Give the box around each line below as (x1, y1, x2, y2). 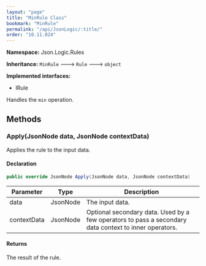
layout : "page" (6, 9, 45, 15)
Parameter (11, 188, 43, 196)
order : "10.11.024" (6, 32, 56, 38)
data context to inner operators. (86, 223, 178, 232)
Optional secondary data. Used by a (86, 208, 190, 216)
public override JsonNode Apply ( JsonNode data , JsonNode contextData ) (6, 174, 191, 180)
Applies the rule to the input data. (6, 146, 91, 153)
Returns (6, 240, 28, 248)
